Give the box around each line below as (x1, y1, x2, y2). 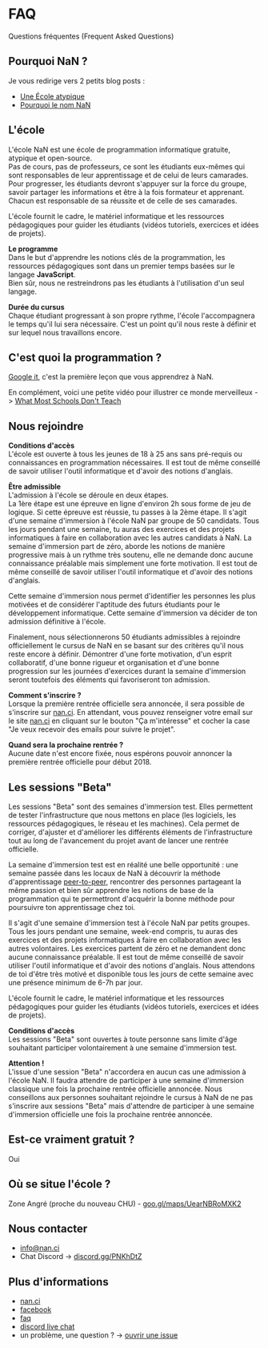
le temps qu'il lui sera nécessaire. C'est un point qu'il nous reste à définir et (8, 319, 257, 329)
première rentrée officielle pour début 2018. (8, 757, 152, 767)
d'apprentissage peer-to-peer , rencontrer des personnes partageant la (8, 877, 242, 887)
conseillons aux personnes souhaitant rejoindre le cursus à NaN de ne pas (8, 1093, 254, 1102)
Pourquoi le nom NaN (19, 99, 91, 109)
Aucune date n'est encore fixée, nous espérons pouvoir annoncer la (8, 749, 233, 758)
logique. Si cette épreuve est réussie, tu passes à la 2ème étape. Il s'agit (8, 507, 247, 518)
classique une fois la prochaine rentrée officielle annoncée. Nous (8, 1084, 222, 1094)
